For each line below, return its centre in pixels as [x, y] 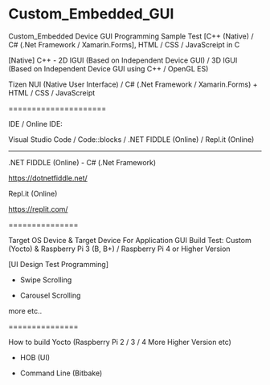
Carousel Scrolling [50, 295]
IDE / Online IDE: [35, 124]
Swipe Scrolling [46, 280]
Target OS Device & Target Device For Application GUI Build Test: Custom [130, 240]
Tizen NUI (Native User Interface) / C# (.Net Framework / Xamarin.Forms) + [133, 84]
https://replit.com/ [38, 209]
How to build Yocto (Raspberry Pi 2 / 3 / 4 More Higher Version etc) [120, 342]
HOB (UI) [35, 357]
